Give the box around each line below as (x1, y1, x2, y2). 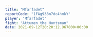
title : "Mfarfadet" (5, 7, 45, 12)
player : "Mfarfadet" (5, 16, 47, 21)
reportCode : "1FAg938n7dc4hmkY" (5, 12, 71, 16)
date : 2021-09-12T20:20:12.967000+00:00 (5, 25, 89, 30)
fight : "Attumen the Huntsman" (5, 20, 69, 25)
